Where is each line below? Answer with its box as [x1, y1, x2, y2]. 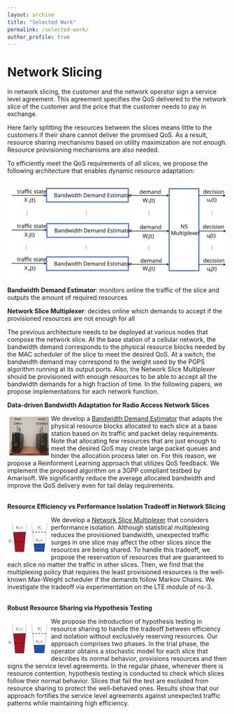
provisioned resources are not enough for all [7, 314, 136, 322]
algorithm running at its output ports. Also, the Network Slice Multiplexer [7, 364, 215, 373]
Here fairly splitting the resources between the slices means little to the [7, 123, 212, 132]
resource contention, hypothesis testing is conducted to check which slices [7, 669, 225, 678]
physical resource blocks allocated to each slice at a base [51, 422, 218, 430]
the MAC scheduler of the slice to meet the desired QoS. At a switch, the [7, 350, 216, 358]
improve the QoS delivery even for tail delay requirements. [7, 481, 175, 490]
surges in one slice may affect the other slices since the [51, 538, 212, 546]
